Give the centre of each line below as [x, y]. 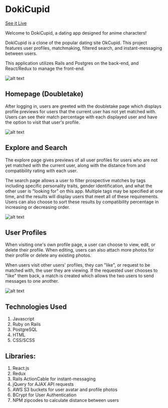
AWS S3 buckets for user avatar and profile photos [65, 389]
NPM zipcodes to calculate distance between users [66, 400]
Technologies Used [36, 307]
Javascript [23, 319]
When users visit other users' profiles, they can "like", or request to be [78, 265]
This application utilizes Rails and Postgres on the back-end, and [72, 63]
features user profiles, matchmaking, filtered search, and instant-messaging [84, 48]
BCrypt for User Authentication [44, 395]
